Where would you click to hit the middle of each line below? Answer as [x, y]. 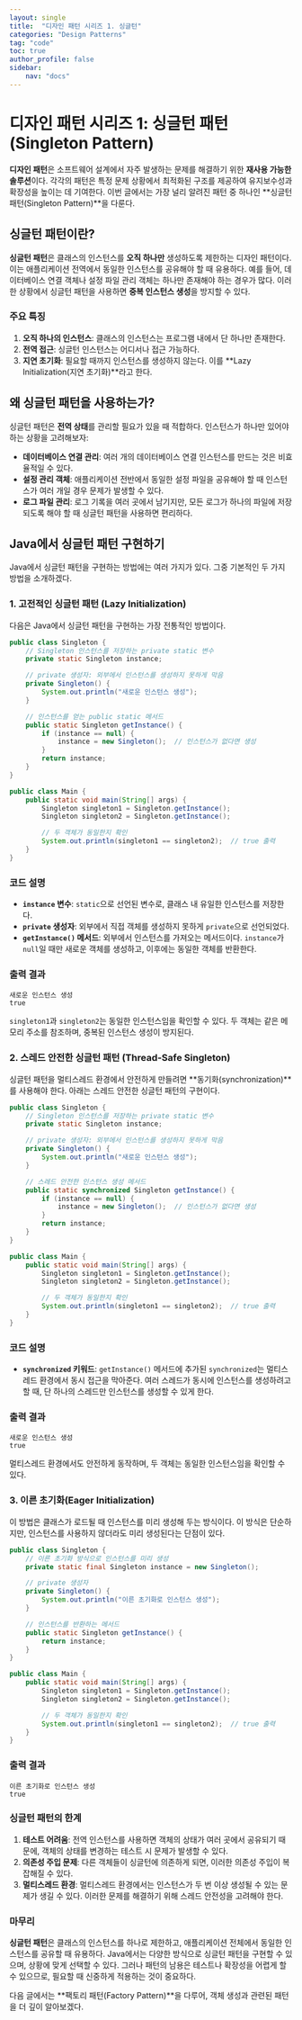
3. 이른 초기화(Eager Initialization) [82, 1501]
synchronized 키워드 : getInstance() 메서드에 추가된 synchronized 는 [143, 1369]
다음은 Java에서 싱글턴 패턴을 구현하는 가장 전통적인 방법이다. [118, 625]
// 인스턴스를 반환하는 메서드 [72, 1624]
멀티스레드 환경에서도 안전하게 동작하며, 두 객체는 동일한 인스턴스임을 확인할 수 [147, 1464]
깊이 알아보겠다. [56, 2007]
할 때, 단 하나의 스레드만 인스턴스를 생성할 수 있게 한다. [118, 1392]
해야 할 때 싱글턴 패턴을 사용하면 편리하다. [120, 513]
